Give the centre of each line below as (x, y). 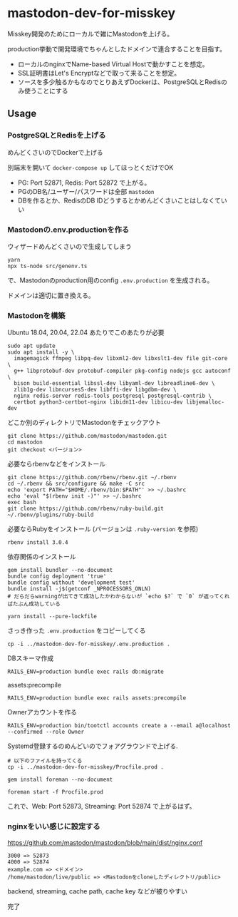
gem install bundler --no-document (60, 570)
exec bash (22, 503)
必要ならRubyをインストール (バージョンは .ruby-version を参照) (103, 529)
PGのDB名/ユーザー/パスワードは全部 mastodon (86, 191)
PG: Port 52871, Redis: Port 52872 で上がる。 (84, 183)
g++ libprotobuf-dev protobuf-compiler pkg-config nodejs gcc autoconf (123, 371)
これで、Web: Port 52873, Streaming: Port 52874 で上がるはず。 (102, 806)
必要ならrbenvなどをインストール (56, 464)
